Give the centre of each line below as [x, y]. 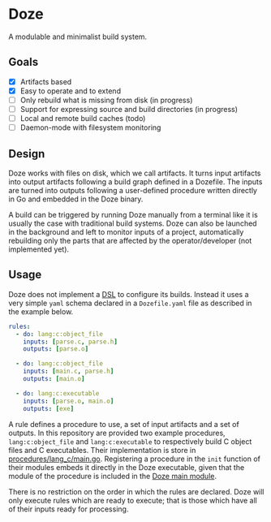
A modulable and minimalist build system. [78, 37]
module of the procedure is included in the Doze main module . [113, 476]
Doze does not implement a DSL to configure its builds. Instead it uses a [129, 294]
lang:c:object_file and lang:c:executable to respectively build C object [130, 441]
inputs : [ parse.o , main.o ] [69, 401]
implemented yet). [39, 249]
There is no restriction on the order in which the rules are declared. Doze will [137, 491]
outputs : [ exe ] [49, 408]
